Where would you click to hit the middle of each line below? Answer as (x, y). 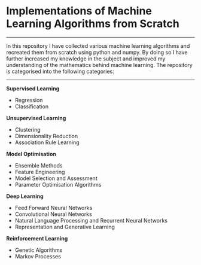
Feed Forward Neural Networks (54, 208)
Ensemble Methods (39, 165)
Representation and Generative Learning (65, 227)
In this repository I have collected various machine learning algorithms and (98, 45)
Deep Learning (25, 196)
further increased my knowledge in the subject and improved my (86, 59)
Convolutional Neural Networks (54, 214)
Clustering (28, 129)
